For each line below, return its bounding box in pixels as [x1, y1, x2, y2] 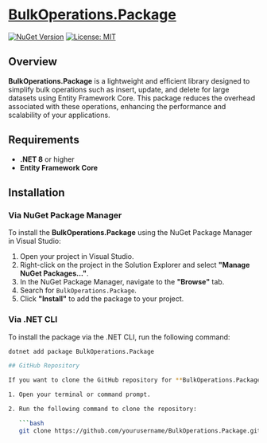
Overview [8, 55, 58, 69]
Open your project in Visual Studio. [19, 252, 134, 261]
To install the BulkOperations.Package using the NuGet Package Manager [8, 228, 253, 237]
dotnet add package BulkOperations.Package [8, 347, 155, 355]
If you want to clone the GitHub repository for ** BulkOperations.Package [8, 376, 261, 384]
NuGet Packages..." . [19, 269, 89, 278]
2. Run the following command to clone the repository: [8, 405, 197, 414]
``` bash [18, 419, 44, 427]
